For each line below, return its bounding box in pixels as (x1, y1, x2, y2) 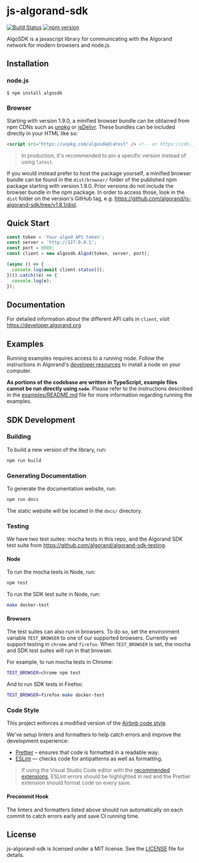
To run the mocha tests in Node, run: (6, 568, 96, 576)
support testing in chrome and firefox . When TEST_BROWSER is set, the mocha (6, 641, 191, 648)
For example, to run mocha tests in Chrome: (6, 659, 114, 666)
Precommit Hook (6, 792, 49, 800)
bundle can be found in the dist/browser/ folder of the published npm (6, 176, 177, 183)
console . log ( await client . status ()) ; (12, 267, 105, 273)
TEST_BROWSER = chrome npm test (6, 670, 81, 676)
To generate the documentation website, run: (6, 485, 117, 492)
